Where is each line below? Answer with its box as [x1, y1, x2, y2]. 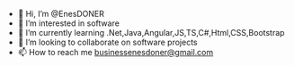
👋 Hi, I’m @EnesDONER [17, 9, 105, 19]
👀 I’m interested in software [17, 18, 120, 29]
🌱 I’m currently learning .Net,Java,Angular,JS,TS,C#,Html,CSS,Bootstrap [17, 28, 285, 37]
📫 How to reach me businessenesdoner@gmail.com [17, 47, 214, 57]
